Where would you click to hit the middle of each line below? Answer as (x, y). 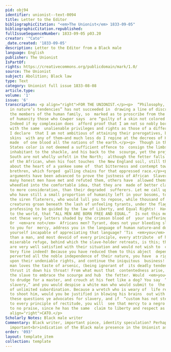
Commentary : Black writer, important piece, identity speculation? (78, 322)
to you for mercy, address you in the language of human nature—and (85, 228)
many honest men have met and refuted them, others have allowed (82, 181)
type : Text (17, 81)
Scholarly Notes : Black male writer (44, 318)
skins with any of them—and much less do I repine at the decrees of (86, 138)
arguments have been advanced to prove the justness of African (79, 176)
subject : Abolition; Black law (38, 76)
